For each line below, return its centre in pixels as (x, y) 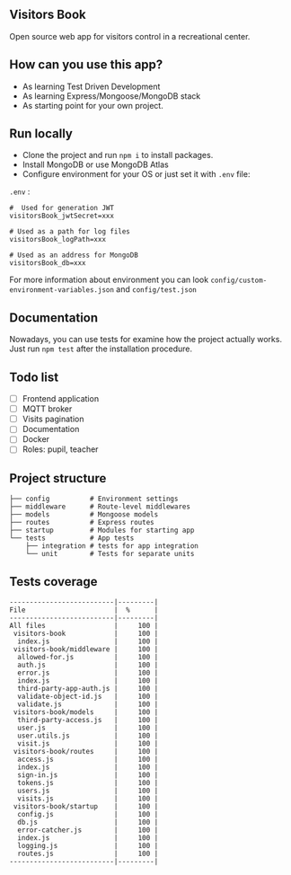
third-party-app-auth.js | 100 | (88, 689)
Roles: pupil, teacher (60, 449)
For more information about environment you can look (109, 280)
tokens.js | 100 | (88, 783)
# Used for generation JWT (62, 208)
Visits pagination (53, 419)
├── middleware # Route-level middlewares (100, 507)
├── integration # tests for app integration (112, 546)
